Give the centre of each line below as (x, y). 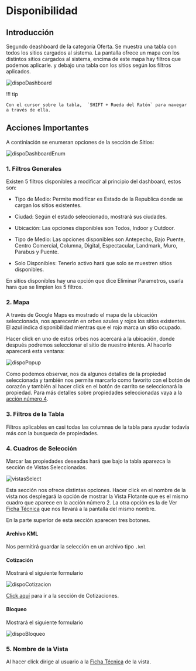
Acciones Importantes (47, 128)
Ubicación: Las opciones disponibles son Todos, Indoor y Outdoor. (95, 228)
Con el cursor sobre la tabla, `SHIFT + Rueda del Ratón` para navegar (97, 105)
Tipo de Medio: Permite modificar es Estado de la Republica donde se (99, 199)
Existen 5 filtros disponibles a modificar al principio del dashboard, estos (94, 182)
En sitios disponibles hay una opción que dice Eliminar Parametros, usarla (95, 281)
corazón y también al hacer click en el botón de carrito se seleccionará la (94, 387)
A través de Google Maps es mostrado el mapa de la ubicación (82, 315)
